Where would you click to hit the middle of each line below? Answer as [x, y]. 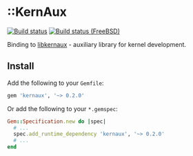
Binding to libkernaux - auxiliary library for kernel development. [97, 44]
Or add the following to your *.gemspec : [63, 108]
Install [21, 66]
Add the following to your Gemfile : [55, 83]
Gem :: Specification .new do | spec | [57, 121]
